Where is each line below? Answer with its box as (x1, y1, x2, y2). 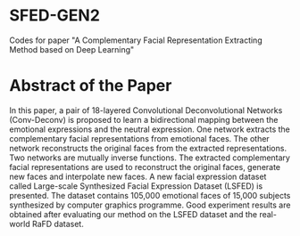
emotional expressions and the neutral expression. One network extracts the (9, 124, 290, 134)
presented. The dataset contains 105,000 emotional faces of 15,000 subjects (9, 190, 291, 200)
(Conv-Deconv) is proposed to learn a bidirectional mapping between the (9, 114, 279, 125)
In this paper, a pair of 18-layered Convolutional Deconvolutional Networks (9, 104, 283, 116)
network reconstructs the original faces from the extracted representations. (9, 142, 287, 153)
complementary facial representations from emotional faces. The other (9, 133, 270, 143)
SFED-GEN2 (9, 5, 101, 26)
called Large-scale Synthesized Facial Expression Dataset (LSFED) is (9, 180, 263, 191)
